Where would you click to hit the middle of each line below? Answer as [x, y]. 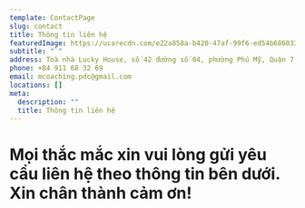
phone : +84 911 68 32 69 [56, 69]
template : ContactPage [52, 18]
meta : [20, 93]
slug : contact [36, 26]
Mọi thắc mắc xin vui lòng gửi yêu [138, 155]
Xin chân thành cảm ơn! [101, 193]
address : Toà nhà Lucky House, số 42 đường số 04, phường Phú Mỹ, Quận [148, 60]
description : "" [48, 102]
